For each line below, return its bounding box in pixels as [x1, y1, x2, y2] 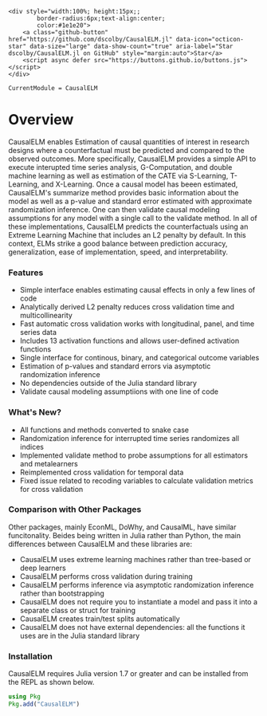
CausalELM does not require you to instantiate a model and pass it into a [19, 596, 257, 606]
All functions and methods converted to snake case [19, 425, 190, 435]
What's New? [8, 407, 62, 418]
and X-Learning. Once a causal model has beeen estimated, [41, 179, 238, 189]
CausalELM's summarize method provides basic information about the [8, 187, 239, 197]
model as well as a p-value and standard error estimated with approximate [8, 196, 253, 206]
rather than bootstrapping [19, 588, 105, 598]
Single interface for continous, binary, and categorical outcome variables [19, 353, 260, 363]
